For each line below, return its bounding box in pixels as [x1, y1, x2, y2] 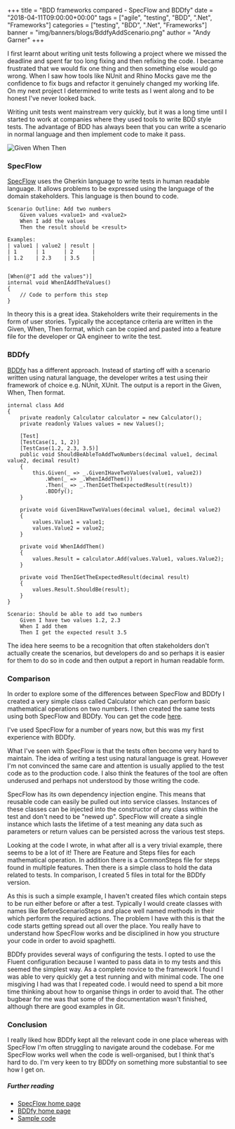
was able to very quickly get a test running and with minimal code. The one [7, 972, 224, 981]
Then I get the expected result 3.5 [20, 629, 128, 636]
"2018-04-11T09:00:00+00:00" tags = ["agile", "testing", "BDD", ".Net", [7, 13, 213, 22]
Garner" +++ [7, 36, 44, 44]
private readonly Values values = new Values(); [20, 420, 165, 427]
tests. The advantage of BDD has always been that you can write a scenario [7, 123, 227, 131]
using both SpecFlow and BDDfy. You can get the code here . [7, 712, 183, 720]
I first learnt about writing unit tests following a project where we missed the [7, 49, 227, 58]
